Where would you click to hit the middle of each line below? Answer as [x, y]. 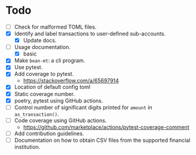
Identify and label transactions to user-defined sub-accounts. [90, 34]
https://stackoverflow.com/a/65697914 [71, 80]
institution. [27, 147]
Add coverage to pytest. [44, 74]
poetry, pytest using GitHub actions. [59, 100]
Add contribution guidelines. [49, 133]
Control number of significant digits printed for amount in [83, 107]
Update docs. [40, 41]
